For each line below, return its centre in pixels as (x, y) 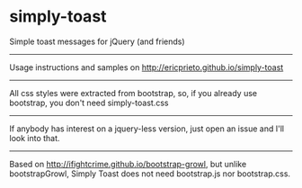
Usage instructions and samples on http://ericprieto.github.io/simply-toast (147, 67)
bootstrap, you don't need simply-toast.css (89, 103)
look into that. (35, 138)
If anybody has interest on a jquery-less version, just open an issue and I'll (147, 129)
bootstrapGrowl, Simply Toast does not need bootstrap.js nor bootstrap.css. (150, 174)
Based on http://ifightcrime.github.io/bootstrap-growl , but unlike (128, 164)
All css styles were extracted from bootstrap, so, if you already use (133, 93)
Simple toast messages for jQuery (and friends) (98, 41)
